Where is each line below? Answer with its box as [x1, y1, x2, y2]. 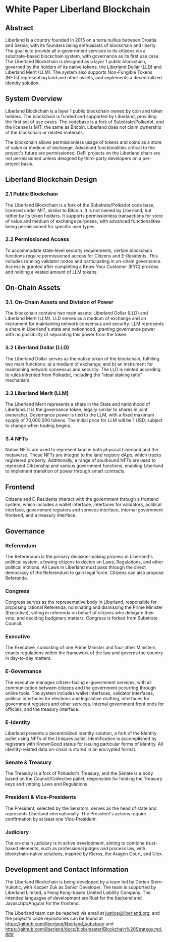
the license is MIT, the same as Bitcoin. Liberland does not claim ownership [5, 124, 162, 130]
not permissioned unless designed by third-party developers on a [5, 155, 142, 161]
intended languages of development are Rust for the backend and [5, 895, 142, 901]
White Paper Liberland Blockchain [5, 4, 150, 15]
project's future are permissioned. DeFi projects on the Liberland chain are [5, 150, 160, 156]
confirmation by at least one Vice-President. [5, 816, 97, 822]
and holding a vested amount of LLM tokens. [5, 269, 98, 275]
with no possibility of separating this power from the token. [5, 332, 128, 338]
